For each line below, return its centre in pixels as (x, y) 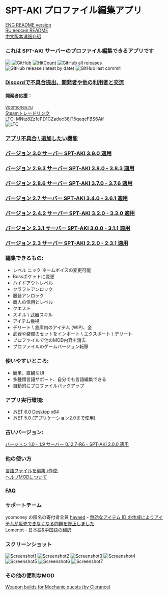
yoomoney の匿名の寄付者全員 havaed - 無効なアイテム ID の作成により (80, 517)
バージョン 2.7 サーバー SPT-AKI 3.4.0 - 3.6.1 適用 (67, 198)
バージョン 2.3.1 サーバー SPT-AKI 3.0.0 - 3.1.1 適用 (68, 228)
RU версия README (27, 30)
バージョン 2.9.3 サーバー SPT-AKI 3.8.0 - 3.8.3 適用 (70, 169)
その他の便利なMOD (30, 575)
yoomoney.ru (19, 107)
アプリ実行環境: (24, 400)
